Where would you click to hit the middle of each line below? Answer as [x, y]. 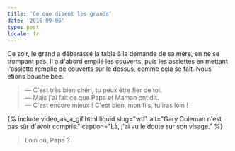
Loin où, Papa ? [47, 140]
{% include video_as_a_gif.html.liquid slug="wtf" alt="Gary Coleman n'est [114, 119]
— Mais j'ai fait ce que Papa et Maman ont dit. [92, 98]
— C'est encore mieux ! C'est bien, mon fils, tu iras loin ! [107, 105]
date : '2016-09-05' [36, 21]
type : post [23, 27]
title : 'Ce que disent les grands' [60, 14]
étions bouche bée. [35, 77]
